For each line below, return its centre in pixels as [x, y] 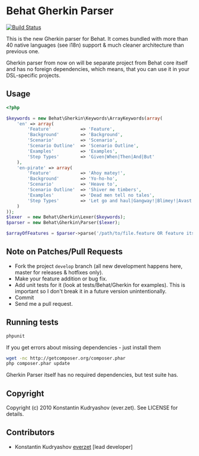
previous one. [23, 51]
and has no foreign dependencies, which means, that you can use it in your [98, 69]
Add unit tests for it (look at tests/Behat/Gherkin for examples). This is [100, 284]
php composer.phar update [38, 364]
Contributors [31, 433]
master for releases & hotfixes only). [59, 272]
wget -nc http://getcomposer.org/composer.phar [66, 358]
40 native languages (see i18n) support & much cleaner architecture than [95, 45]
